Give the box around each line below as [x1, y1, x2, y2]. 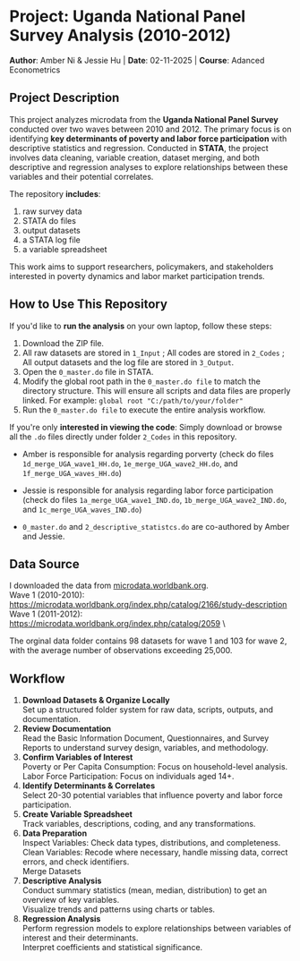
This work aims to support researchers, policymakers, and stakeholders [9, 261, 274, 272]
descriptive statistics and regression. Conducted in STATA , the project [9, 142, 269, 153]
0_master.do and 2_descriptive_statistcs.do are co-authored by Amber [21, 521, 290, 532]
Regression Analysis [21, 914, 101, 924]
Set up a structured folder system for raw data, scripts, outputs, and [21, 704, 274, 715]
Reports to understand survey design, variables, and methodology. [21, 743, 269, 753]
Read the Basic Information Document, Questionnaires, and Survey [21, 733, 270, 744]
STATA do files [21, 215, 76, 225]
